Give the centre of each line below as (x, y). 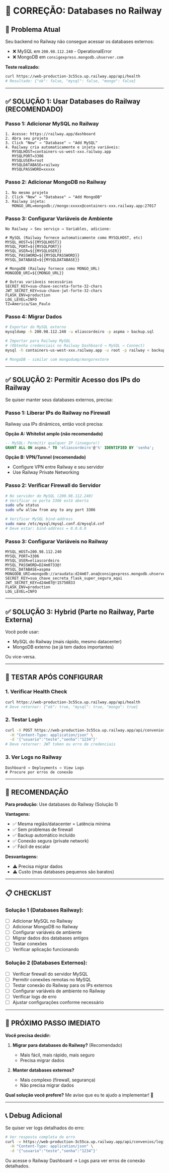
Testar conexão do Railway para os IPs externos (62, 985)
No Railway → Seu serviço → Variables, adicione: (58, 229)
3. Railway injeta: (26, 201)
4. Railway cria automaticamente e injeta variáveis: (63, 147)
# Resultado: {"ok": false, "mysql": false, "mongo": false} (71, 81)
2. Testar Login (24, 720)
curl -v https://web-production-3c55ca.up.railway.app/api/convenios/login (86, 1142)
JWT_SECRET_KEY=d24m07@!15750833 (40, 583)
